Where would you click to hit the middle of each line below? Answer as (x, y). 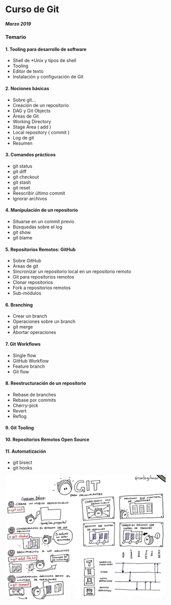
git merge (23, 327)
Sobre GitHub (27, 261)
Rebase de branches (34, 394)
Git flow (21, 372)
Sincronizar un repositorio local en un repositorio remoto (72, 271)
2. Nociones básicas (27, 88)
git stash (22, 182)
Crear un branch (30, 316)
